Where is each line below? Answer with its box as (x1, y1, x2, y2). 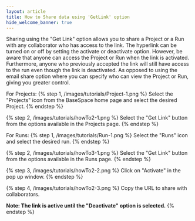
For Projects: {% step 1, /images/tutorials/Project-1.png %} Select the (6, 90, 173, 97)
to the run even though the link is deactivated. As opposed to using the (6, 67, 178, 74)
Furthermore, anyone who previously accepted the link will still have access (6, 60, 189, 67)
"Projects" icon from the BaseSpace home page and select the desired (6, 97, 177, 104)
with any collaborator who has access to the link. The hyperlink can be (6, 42, 177, 49)
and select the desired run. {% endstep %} (6, 138, 110, 145)
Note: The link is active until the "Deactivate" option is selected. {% (6, 202, 175, 209)
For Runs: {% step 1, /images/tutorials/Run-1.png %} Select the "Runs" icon (6, 132, 188, 139)
